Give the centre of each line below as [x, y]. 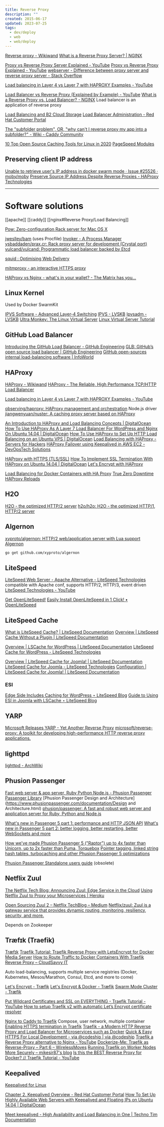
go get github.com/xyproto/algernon [42, 552]
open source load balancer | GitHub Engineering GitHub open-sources [76, 352]
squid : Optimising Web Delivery [37, 259]
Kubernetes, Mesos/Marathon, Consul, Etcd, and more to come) [69, 977]
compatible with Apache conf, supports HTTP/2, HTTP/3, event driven [76, 585]
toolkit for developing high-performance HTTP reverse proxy [84, 733]
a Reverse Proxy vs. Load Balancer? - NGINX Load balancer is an [70, 100]
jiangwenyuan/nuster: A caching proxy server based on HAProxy [70, 414]
